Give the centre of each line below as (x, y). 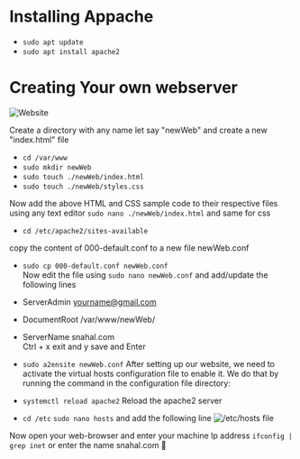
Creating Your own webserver (124, 88)
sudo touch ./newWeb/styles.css (83, 187)
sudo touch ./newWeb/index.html (83, 177)
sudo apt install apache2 (71, 51)
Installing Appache (82, 17)
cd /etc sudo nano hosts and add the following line (117, 418)
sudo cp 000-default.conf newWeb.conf (95, 266)
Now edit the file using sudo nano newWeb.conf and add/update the (145, 275)
